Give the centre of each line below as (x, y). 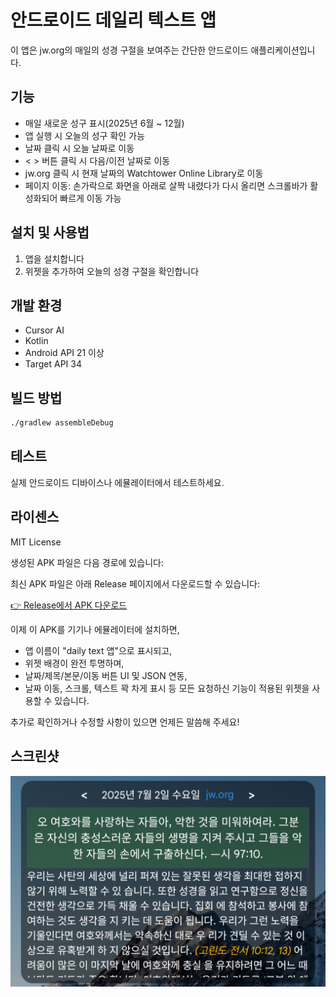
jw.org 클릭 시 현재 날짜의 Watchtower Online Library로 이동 (144, 173)
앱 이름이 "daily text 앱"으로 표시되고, (98, 650)
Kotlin (36, 341)
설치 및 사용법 (50, 232)
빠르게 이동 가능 (90, 198)
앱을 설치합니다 (54, 258)
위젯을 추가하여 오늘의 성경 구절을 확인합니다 (112, 271)
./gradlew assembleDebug (62, 423)
